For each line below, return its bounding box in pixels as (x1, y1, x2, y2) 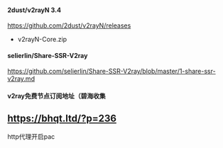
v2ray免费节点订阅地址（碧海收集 (7, 92, 107, 100)
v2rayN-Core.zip (17, 35, 67, 44)
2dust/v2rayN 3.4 (7, 6, 62, 14)
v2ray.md (7, 74, 36, 83)
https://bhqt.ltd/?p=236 (7, 113, 117, 125)
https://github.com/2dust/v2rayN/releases (7, 21, 131, 30)
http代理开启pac (7, 132, 55, 141)
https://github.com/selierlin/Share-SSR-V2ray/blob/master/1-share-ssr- (7, 67, 216, 76)
